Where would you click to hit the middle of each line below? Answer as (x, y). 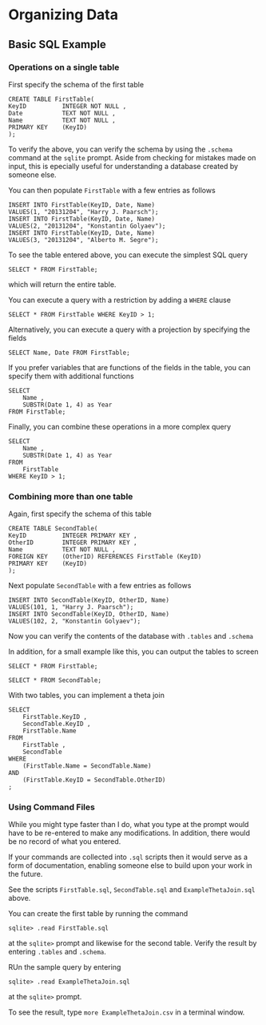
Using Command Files (52, 807)
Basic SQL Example (57, 44)
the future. (26, 874)
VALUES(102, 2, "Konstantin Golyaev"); (75, 621)
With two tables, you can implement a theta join (87, 696)
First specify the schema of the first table (76, 84)
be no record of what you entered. (65, 841)
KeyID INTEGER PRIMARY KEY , (73, 536)
